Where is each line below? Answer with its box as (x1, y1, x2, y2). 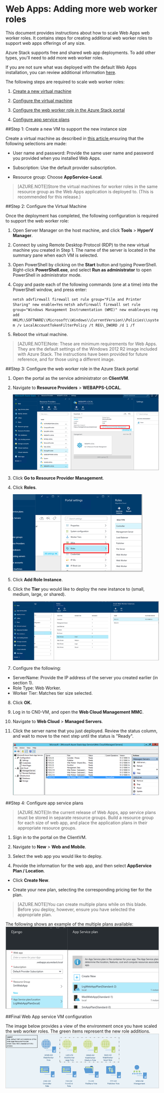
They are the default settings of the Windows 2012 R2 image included (17, 346, 158, 352)
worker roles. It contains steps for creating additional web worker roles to (5, 35, 153, 41)
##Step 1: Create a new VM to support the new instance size (5, 126, 127, 132)
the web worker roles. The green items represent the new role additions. (5, 1028, 150, 1034)
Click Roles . (12, 484, 37, 490)
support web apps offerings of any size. (5, 40, 86, 46)
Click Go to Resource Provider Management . (12, 475, 104, 481)
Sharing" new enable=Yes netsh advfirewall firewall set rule (12, 302, 141, 307)
